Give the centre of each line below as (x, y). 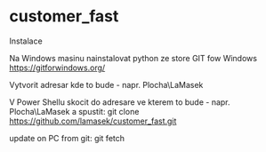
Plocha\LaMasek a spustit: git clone (74, 111)
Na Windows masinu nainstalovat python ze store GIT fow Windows (133, 58)
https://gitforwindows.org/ (57, 68)
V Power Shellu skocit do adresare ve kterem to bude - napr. (120, 102)
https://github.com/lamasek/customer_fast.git (93, 121)
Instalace (26, 41)
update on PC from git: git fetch (67, 138)
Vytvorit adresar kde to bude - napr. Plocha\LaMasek (106, 84)
